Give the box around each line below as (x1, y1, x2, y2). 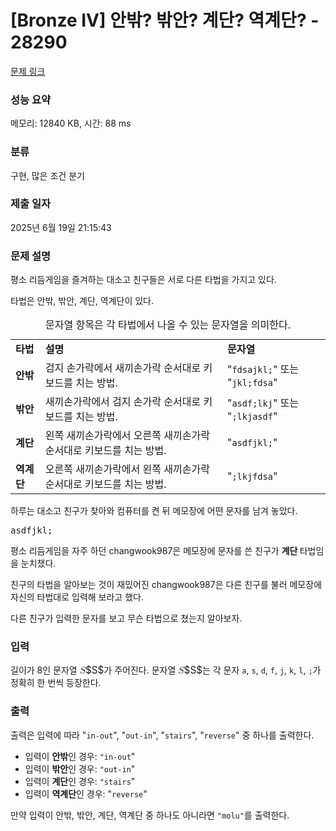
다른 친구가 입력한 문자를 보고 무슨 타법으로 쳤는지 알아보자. (10, 612, 243, 625)
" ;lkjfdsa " (226, 469, 278, 483)
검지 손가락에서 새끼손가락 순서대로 (44, 361, 202, 375)
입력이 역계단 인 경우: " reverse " (24, 787, 148, 800)
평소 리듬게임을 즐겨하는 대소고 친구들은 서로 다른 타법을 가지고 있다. (10, 274, 277, 286)
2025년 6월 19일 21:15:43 (10, 221, 112, 233)
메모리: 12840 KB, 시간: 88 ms (10, 117, 132, 130)
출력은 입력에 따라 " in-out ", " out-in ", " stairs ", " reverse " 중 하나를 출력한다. (10, 729, 315, 741)
